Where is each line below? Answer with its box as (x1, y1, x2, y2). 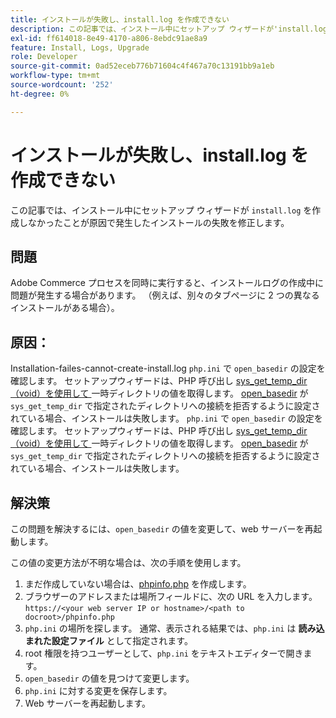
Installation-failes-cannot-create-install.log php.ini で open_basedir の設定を (10, 362, 326, 375)
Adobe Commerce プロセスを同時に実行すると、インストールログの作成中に (10, 277, 324, 289)
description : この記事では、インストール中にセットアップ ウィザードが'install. (10, 24, 315, 34)
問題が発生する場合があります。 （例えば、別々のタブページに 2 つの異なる (10, 289, 320, 301)
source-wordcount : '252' (10, 80, 114, 90)
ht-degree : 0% (10, 89, 70, 99)
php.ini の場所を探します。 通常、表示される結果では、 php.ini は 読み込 (24, 622, 325, 634)
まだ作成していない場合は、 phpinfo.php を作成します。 (24, 578, 252, 590)
